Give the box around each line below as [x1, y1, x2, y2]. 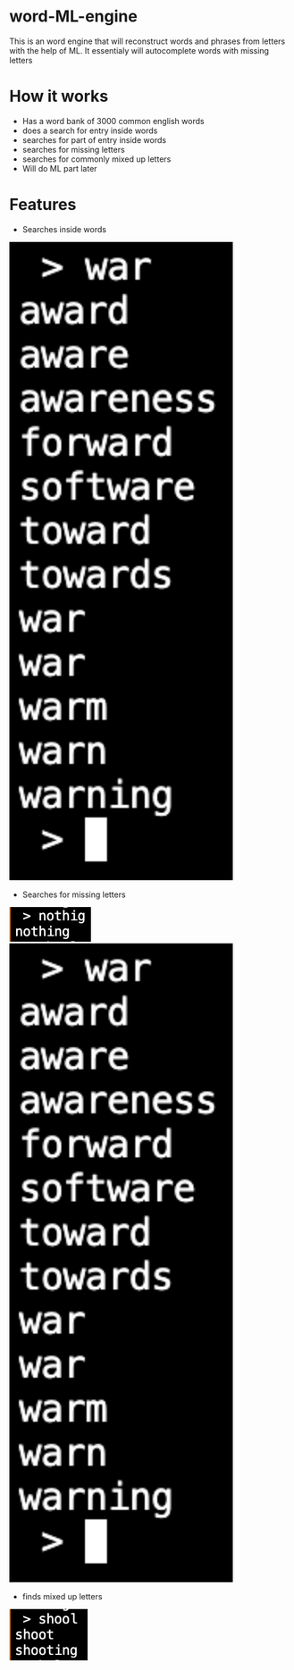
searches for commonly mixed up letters [21, 154, 172, 164]
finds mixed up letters [21, 1591, 103, 1602]
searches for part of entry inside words [21, 134, 167, 145]
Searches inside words [21, 223, 107, 234]
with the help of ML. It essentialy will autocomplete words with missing [9, 45, 270, 55]
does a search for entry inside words [21, 125, 158, 136]
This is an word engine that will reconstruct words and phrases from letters [9, 36, 286, 46]
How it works [9, 87, 109, 106]
